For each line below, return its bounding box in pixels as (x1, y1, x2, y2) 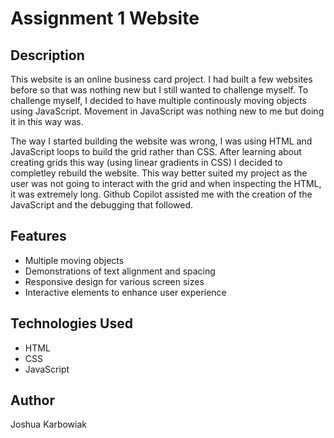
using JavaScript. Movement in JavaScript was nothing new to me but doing (10, 105, 325, 117)
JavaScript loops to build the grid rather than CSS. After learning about (10, 146, 302, 157)
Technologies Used (10, 315, 133, 332)
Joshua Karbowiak (10, 418, 87, 431)
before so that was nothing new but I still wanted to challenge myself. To (10, 84, 309, 96)
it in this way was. (10, 116, 84, 127)
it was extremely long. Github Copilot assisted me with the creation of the (10, 188, 313, 200)
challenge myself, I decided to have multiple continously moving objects (10, 95, 307, 106)
